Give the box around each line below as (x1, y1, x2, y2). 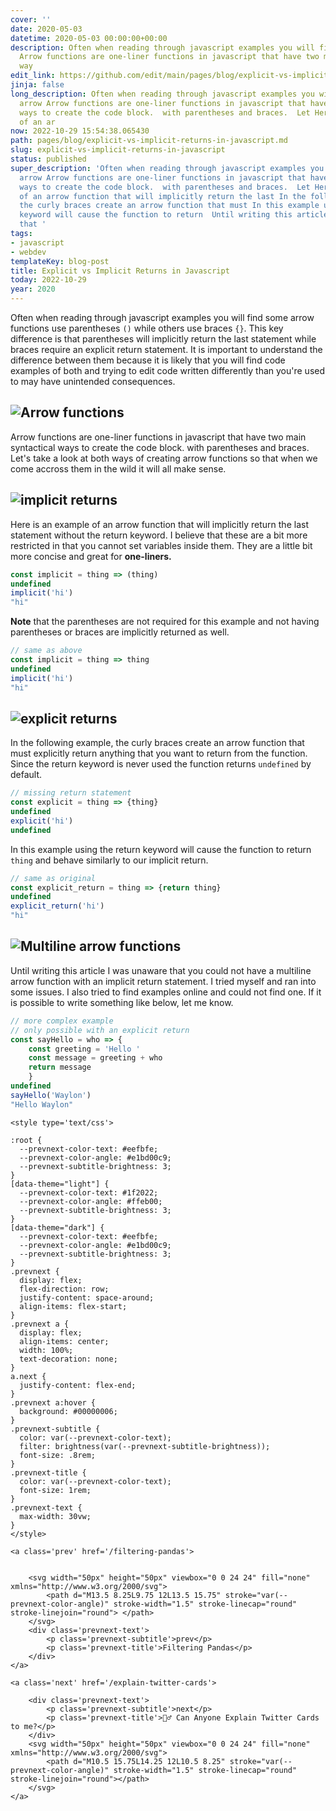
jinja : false (10, 80, 65, 90)
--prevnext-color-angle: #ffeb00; (19, 1196, 163, 1206)
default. (10, 769, 43, 781)
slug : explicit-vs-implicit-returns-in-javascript (10, 145, 226, 155)
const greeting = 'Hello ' (28, 1044, 141, 1054)
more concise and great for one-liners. (10, 550, 172, 562)
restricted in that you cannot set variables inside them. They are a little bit (10, 539, 313, 551)
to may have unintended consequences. (10, 376, 176, 387)
